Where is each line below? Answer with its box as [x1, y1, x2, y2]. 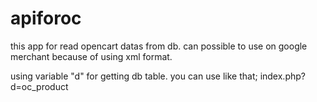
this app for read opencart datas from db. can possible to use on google [10, 40, 308, 52]
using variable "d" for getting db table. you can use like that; [10, 70, 258, 82]
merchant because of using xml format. [10, 50, 173, 62]
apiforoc [10, 7, 82, 30]
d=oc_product [10, 80, 69, 92]
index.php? [259, 70, 306, 82]
